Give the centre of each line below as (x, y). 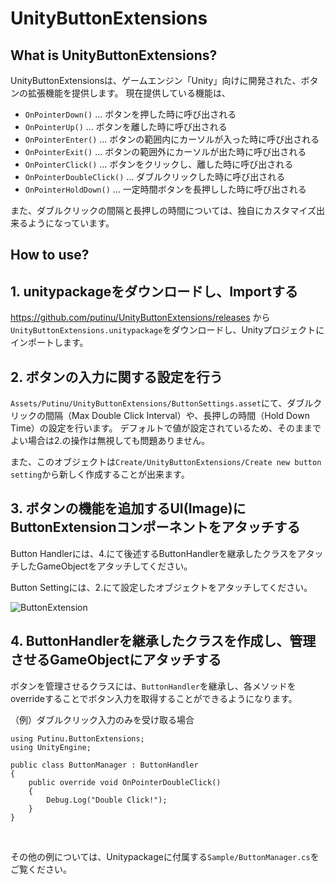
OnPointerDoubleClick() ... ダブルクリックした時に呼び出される (155, 176)
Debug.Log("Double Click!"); (107, 800)
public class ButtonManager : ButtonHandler (104, 765)
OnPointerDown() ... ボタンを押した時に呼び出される (130, 114)
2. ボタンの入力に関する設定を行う (116, 377)
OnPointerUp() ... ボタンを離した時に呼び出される (126, 126)
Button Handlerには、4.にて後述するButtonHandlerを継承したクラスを (154, 553)
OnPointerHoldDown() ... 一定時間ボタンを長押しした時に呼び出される (165, 189)
